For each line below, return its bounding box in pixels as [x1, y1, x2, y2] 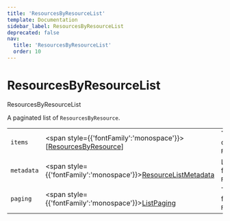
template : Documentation [7, 16, 78, 23]
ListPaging [142, 198, 176, 207]
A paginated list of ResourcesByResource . [7, 114, 120, 122]
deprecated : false [7, 29, 60, 36]
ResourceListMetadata [142, 170, 215, 179]
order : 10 [13, 49, 41, 55]
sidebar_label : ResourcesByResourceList [7, 23, 125, 29]
